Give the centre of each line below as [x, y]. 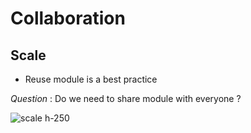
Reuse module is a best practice [91, 79]
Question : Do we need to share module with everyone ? [126, 98]
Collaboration [68, 18]
